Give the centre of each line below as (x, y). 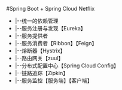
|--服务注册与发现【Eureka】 (50, 28)
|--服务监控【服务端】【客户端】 (54, 80)
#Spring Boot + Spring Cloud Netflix (51, 9)
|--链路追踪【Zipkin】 (42, 73)
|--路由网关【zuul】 (39, 58)
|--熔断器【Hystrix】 (40, 51)
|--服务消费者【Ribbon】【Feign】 (56, 43)
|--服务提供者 (31, 36)
